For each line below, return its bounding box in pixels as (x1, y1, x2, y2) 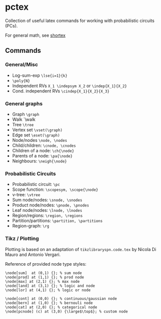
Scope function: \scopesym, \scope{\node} (12, 186, 98, 192)
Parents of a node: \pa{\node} (12, 153, 73, 159)
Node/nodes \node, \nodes (12, 137, 68, 143)
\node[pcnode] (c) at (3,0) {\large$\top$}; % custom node (5, 309, 128, 314)
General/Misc (5, 61, 38, 68)
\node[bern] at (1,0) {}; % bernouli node (5, 300, 93, 305)
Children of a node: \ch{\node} (12, 147, 74, 153)
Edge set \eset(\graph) (12, 132, 60, 138)
